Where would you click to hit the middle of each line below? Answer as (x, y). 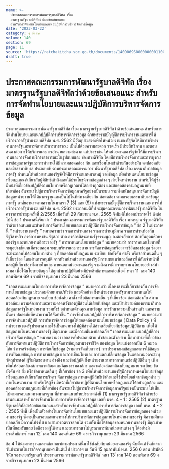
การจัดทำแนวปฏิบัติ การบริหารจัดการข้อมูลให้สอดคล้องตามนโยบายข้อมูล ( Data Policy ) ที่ (81, 320)
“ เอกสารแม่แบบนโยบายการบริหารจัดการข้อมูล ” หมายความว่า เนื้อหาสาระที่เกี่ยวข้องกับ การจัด (82, 286)
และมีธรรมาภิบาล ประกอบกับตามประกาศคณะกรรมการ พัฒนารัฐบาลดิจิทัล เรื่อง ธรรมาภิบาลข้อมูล (84, 169)
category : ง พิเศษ (23, 33)
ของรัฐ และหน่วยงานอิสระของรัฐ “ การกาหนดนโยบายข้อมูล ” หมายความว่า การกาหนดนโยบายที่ (83, 242)
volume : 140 (18, 38)
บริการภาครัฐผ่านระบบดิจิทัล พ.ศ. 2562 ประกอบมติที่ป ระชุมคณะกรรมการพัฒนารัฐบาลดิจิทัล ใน (84, 208)
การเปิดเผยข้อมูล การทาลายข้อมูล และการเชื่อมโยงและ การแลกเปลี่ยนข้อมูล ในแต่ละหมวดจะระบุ (83, 354)
